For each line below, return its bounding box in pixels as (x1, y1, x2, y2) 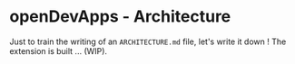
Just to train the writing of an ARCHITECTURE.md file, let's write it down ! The (9, 36, 287, 47)
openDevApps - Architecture (9, 6, 231, 27)
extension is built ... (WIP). (9, 45, 107, 56)
